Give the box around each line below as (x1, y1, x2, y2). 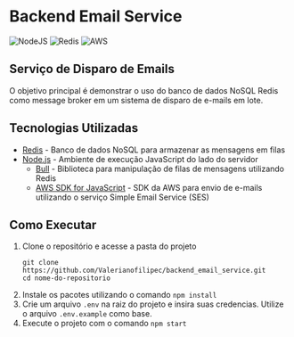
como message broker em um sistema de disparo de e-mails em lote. (9, 95, 264, 105)
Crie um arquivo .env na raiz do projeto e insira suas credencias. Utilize (21, 299, 284, 309)
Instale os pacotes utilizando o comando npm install (21, 290, 217, 300)
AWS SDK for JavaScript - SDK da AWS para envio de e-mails (35, 182, 263, 193)
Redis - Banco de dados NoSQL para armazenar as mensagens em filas (21, 144, 286, 155)
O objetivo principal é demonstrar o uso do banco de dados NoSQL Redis (9, 85, 279, 95)
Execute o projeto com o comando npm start (21, 318, 187, 329)
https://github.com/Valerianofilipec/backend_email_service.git (21, 266, 266, 275)
